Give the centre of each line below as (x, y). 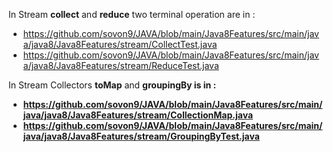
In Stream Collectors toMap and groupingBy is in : (112, 85)
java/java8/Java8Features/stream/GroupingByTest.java (141, 136)
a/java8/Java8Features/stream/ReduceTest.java (121, 65)
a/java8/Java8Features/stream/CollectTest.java (120, 44)
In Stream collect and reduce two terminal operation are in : (132, 14)
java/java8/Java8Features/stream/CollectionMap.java (138, 115)
